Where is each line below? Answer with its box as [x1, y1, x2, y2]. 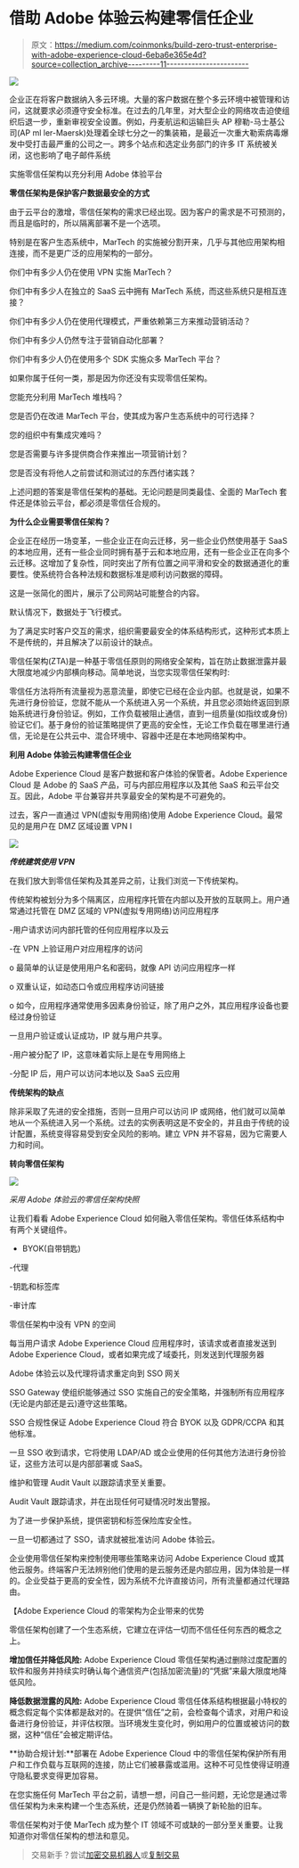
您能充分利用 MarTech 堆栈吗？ [9, 391, 125, 402]
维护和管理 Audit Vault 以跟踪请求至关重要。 [9, 1477, 171, 1487]
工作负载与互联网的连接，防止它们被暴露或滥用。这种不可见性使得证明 [24, 1758, 282, 1770]
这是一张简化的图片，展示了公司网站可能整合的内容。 [9, 588, 205, 598]
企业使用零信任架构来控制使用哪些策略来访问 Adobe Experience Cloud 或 [9, 1552, 278, 1563]
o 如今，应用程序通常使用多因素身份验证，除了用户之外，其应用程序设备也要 [9, 1000, 289, 1010]
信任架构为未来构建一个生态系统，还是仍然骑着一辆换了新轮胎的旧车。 [9, 1800, 267, 1811]
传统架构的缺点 [9, 1087, 64, 1098]
